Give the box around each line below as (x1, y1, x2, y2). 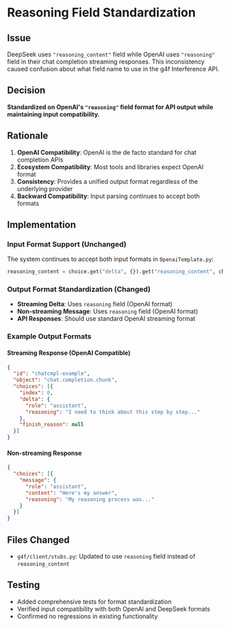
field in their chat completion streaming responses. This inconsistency (7, 58, 205, 66)
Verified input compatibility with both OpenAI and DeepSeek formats (16, 604, 211, 613)
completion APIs (16, 156, 64, 164)
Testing (7, 579, 40, 591)
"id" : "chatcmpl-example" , (13, 370, 90, 378)
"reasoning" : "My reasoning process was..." (25, 495, 155, 503)
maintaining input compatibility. (7, 110, 101, 118)
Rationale (7, 130, 49, 142)
